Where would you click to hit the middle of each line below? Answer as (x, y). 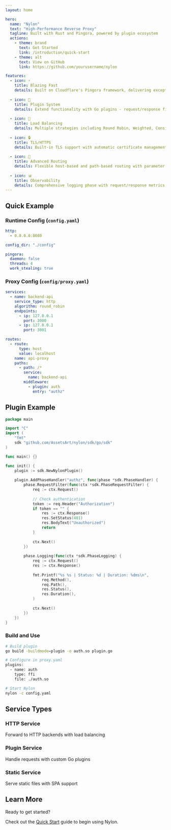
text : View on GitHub (42, 62)
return (49, 528)
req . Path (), (54, 585)
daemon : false (25, 259)
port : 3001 (35, 330)
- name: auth (24, 670)
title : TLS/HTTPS (33, 143)
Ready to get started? (28, 812)
